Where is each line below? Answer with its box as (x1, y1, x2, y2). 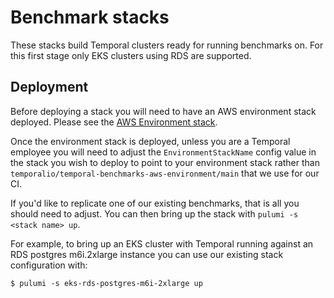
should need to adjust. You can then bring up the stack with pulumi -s (10, 207, 299, 220)
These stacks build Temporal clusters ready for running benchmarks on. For (10, 39, 324, 51)
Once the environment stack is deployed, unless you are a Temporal (10, 135, 291, 147)
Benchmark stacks (10, 6, 170, 29)
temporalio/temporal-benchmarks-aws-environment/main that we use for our (10, 167, 320, 179)
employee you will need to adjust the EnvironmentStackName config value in (10, 146, 317, 158)
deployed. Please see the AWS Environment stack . (10, 116, 218, 128)
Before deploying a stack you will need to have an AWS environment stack (10, 105, 317, 117)
